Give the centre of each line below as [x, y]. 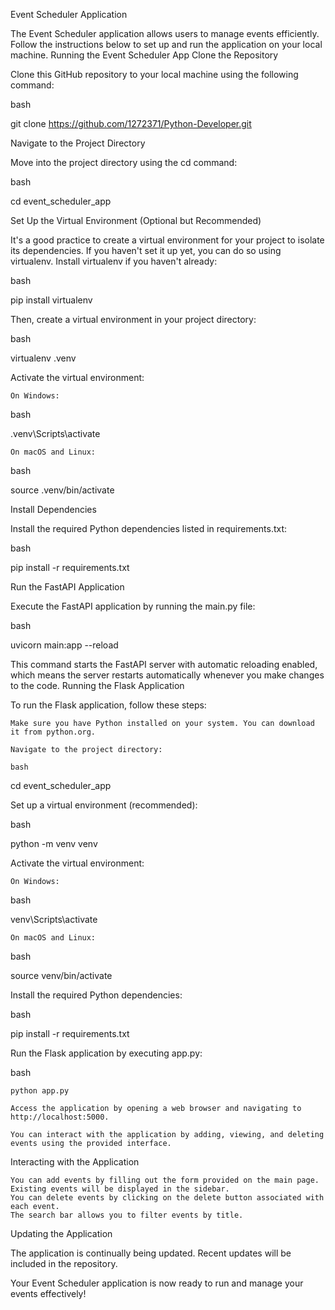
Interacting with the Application [75, 1162]
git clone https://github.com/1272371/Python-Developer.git [131, 123]
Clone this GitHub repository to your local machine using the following [154, 74]
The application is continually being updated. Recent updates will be [151, 1253]
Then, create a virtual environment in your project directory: [133, 319]
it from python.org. [53, 732]
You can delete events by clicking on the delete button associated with [167, 1198]
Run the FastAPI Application [67, 587]
